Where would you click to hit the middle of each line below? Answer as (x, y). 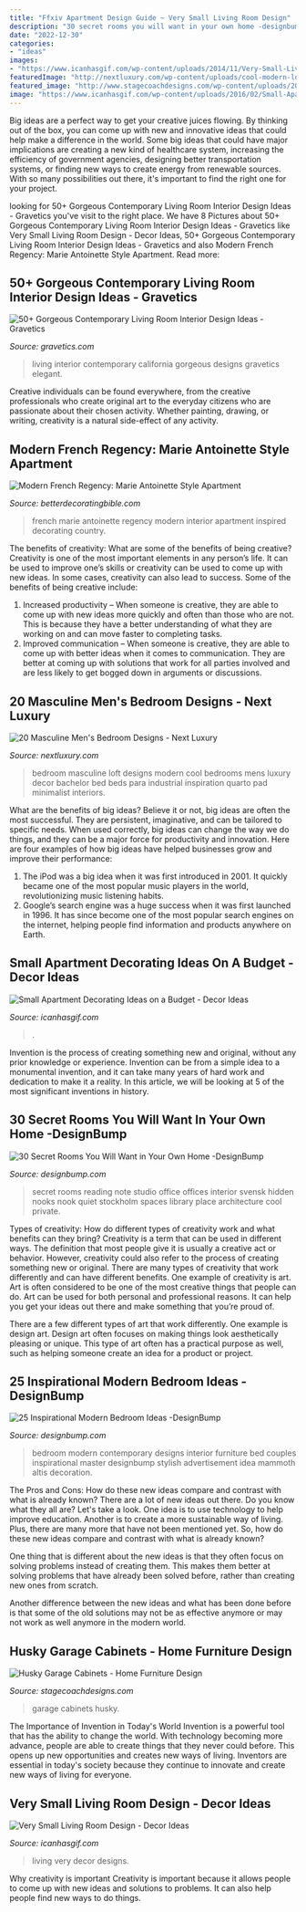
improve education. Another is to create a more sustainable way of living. (147, 1520)
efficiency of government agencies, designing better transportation (136, 159)
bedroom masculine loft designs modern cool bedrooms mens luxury (161, 773)
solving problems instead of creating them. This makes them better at (140, 1566)
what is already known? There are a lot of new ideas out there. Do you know (152, 1500)
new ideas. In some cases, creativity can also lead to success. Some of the (150, 578)
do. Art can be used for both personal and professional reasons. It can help (150, 1296)
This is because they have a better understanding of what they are (147, 624)
